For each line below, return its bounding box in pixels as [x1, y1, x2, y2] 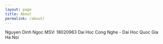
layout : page [5, 7, 32, 12]
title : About [5, 12, 32, 16]
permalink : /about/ [5, 16, 45, 21]
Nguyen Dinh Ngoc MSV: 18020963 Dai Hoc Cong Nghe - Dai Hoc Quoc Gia [5, 29, 159, 35]
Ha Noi [5, 34, 19, 40]
